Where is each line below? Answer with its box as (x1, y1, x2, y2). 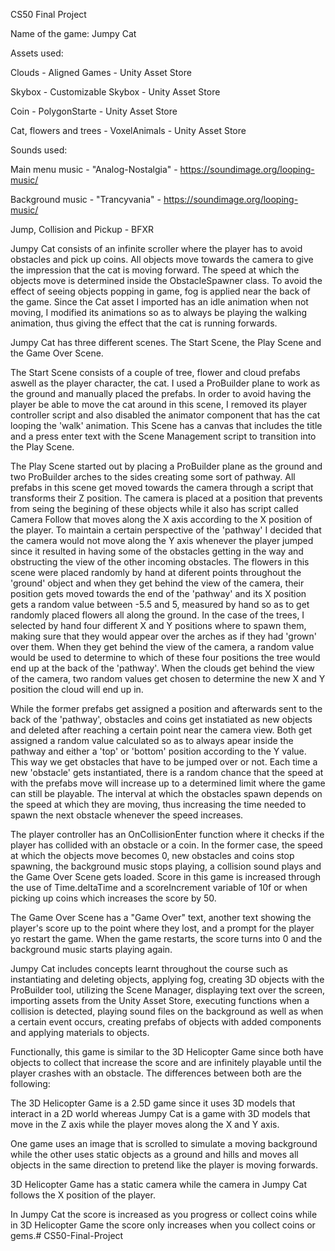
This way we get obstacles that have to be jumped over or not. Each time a (10, 756, 318, 768)
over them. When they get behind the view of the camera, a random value (10, 641, 315, 653)
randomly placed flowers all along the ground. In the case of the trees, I (10, 609, 305, 621)
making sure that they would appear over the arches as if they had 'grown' (10, 630, 318, 642)
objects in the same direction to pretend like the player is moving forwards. (10, 1159, 318, 1171)
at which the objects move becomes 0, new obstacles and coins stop (10, 850, 295, 861)
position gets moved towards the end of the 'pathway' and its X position (10, 588, 307, 599)
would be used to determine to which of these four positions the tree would (10, 652, 321, 663)
